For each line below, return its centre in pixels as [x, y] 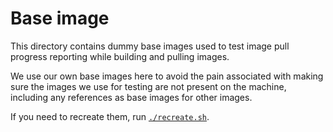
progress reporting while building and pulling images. [120, 56]
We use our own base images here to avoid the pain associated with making [167, 76]
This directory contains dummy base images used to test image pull [150, 46]
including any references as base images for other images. [131, 97]
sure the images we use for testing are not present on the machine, [148, 86]
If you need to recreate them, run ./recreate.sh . [110, 116]
